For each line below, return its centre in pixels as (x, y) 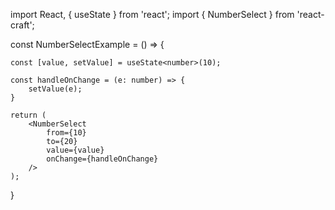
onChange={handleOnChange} (102, 159)
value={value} (75, 150)
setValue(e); (55, 89)
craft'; (22, 25)
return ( (28, 115)
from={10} (66, 133)
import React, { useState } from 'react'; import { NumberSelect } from (152, 14)
